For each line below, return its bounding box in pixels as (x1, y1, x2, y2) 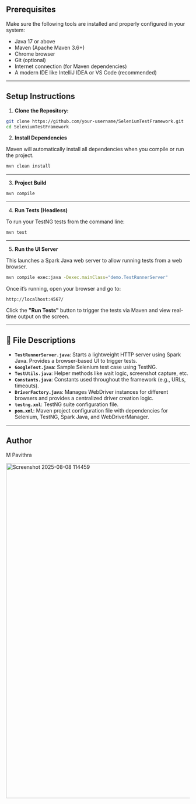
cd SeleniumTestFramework (6, 124, 69, 130)
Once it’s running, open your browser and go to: (6, 285, 121, 292)
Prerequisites (6, 5, 56, 15)
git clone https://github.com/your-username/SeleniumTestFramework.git (6, 118, 184, 124)
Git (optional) (14, 56, 47, 63)
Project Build (14, 179, 47, 186)
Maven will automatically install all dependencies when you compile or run (6, 146, 184, 153)
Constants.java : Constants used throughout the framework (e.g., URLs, (14, 376, 186, 383)
